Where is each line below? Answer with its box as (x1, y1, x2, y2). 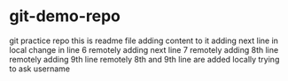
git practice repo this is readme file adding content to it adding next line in (9, 35, 279, 46)
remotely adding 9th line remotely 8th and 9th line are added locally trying (9, 54, 280, 64)
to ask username (9, 63, 71, 74)
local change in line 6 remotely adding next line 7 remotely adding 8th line (9, 44, 279, 55)
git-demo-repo (9, 6, 121, 26)
